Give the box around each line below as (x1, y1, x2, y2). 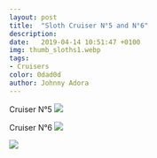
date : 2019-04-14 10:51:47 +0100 (9, 37, 141, 47)
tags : (9, 54, 29, 63)
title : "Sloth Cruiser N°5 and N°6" (9, 21, 149, 30)
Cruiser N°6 (9, 122, 53, 132)
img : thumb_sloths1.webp (9, 46, 101, 55)
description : (9, 29, 58, 38)
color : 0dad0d (9, 71, 62, 79)
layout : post (9, 12, 58, 22)
